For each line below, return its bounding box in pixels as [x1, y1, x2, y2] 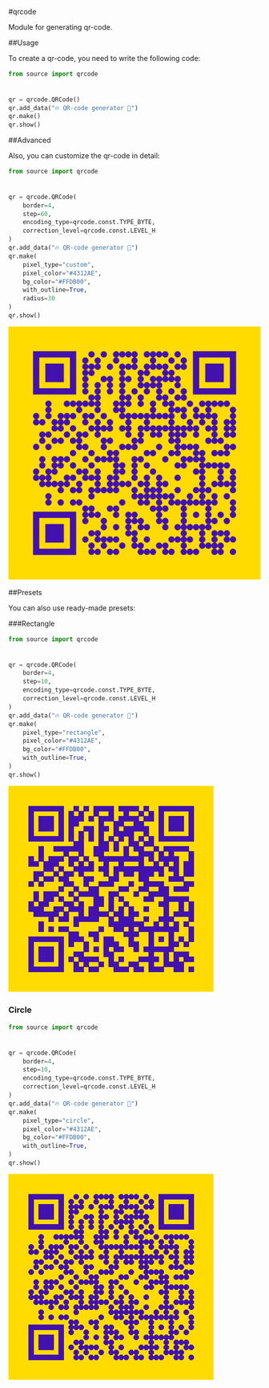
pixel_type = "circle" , [22, 1117, 94, 1125]
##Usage [8, 38, 39, 47]
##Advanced [8, 136, 51, 145]
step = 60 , [22, 210, 52, 218]
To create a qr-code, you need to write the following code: [8, 54, 201, 63]
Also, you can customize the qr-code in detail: [8, 151, 160, 161]
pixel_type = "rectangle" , [22, 729, 106, 737]
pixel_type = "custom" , [22, 260, 94, 268]
